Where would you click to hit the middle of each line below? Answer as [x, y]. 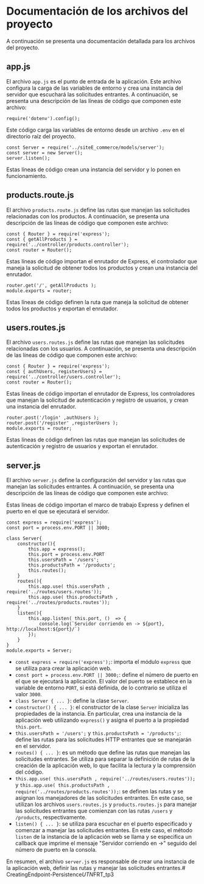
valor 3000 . [29, 694]
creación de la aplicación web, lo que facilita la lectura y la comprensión [105, 766]
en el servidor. [33, 746]
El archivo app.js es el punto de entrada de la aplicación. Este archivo [94, 81]
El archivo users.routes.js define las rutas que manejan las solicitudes [95, 342]
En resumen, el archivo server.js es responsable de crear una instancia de [100, 861]
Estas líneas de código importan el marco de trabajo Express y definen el [98, 505]
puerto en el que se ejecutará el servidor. [58, 512]
